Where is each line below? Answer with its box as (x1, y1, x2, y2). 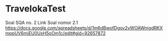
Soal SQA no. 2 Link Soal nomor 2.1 (5, 19, 78, 25)
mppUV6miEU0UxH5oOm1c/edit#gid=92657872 (5, 30, 106, 36)
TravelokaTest (5, 3, 66, 14)
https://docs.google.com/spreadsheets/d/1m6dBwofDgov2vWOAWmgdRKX (5, 24, 163, 30)
